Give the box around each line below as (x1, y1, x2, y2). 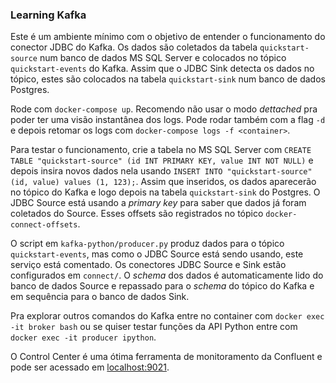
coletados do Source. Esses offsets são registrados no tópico (10, 208, 264, 220)
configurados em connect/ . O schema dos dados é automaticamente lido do (10, 269, 324, 282)
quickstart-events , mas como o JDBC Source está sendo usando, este (10, 248, 304, 260)
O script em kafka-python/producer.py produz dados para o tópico (10, 238, 285, 250)
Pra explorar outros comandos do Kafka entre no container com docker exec (10, 310, 325, 322)
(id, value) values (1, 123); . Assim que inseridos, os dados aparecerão (10, 176, 317, 188)
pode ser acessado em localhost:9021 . (10, 361, 170, 373)
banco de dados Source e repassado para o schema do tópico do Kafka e (10, 280, 315, 292)
